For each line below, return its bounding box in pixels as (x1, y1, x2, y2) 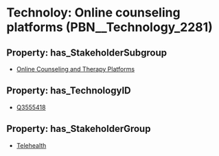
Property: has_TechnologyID (6, 85, 131, 97)
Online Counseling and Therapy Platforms (16, 65, 135, 73)
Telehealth (16, 141, 47, 149)
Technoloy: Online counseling (6, 5, 181, 21)
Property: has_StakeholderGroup (6, 123, 151, 135)
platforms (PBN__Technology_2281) (6, 19, 214, 35)
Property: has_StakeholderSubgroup (6, 47, 168, 58)
